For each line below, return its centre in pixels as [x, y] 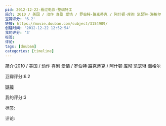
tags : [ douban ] [21, 46]
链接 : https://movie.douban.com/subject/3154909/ [56, 23]
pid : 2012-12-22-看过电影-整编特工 [39, 10]
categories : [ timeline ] [30, 51]
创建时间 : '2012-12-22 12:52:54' [38, 28]
